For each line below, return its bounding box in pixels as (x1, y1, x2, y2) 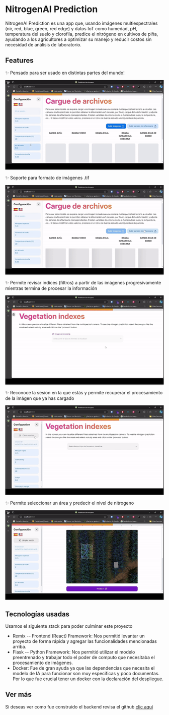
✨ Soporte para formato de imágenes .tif (5, 174, 90, 181)
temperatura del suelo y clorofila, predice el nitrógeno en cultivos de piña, (5, 31, 158, 37)
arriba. (12, 644, 27, 650)
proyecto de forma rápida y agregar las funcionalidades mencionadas (12, 638, 157, 644)
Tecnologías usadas (5, 610, 69, 618)
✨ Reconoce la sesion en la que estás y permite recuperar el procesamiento (5, 390, 163, 396)
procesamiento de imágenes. (12, 660, 73, 666)
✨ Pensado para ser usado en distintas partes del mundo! (5, 70, 125, 76)
